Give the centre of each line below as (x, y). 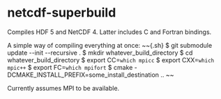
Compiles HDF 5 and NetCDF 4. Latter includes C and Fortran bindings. (109, 32)
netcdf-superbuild (62, 13)
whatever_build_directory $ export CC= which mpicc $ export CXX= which (111, 60)
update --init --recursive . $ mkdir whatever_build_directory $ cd (100, 53)
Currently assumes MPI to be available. (63, 88)
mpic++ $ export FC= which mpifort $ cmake (70, 67)
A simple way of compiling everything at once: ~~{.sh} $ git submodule (110, 45)
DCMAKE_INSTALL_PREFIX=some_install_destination (83, 75)
